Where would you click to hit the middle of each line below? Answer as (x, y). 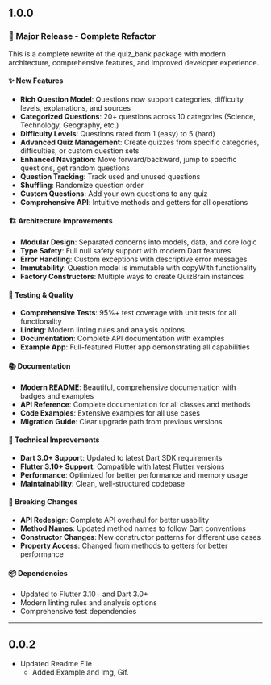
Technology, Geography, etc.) (69, 125)
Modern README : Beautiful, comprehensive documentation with (128, 387)
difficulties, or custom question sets (79, 150)
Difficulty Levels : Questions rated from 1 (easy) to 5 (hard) (117, 133)
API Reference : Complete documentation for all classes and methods (135, 404)
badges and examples (57, 395)
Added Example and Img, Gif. (80, 672)
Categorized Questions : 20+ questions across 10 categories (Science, (138, 116)
